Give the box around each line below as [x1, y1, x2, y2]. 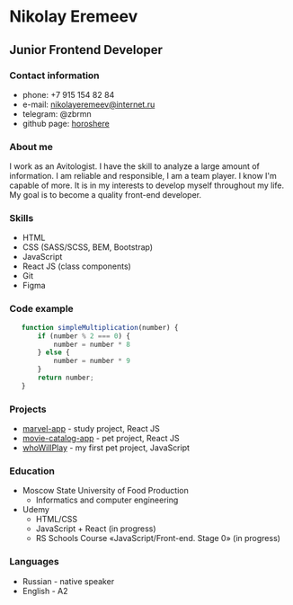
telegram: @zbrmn [22, 108, 92, 119]
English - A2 [22, 585, 69, 596]
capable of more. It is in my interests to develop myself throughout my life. [9, 180, 285, 191]
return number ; [37, 373, 94, 383]
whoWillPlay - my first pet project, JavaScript [22, 442, 191, 453]
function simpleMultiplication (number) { [21, 323, 179, 332]
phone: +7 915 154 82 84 [22, 89, 115, 100]
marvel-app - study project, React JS [22, 423, 160, 434]
